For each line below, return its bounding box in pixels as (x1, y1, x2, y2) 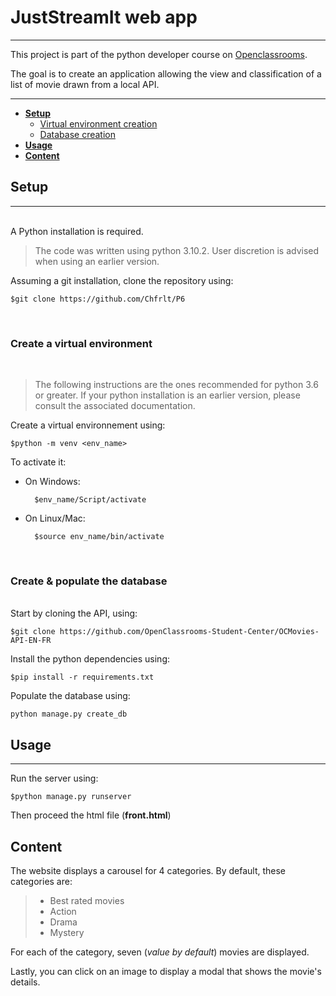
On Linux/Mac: (24, 512, 86, 525)
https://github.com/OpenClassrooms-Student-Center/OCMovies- (59, 627, 320, 637)
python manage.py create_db (10, 709, 128, 720)
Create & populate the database (10, 574, 168, 588)
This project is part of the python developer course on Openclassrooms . (10, 48, 308, 60)
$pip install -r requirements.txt (10, 672, 155, 683)
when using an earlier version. (34, 255, 160, 267)
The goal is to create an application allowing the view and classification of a (10, 67, 322, 80)
